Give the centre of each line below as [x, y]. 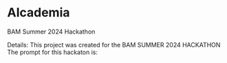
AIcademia [39, 13]
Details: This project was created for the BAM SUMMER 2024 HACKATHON [114, 45]
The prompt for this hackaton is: [53, 52]
